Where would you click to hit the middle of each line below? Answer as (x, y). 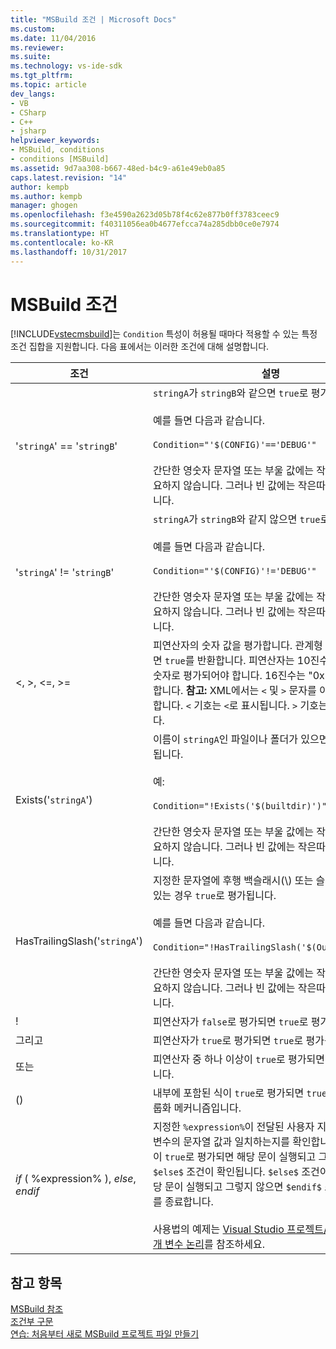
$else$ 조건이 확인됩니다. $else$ (226, 1172)
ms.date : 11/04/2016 (53, 38)
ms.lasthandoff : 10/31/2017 (69, 252)
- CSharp (28, 112)
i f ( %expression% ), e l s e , (76, 1179)
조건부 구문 (32, 1322)
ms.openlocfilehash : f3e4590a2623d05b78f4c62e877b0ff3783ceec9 (145, 215)
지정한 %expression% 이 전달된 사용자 (233, 1127)
